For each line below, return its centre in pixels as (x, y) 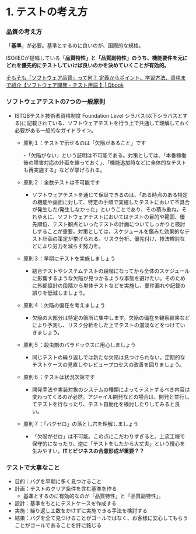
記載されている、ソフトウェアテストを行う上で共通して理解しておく (108, 123)
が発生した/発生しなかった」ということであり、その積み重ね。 (107, 209)
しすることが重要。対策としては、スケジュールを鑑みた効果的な (108, 231)
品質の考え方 (24, 32)
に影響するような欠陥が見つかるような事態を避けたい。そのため (108, 278)
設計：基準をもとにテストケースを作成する (65, 504)
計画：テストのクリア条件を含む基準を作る (66, 489)
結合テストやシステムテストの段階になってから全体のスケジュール (111, 271)
